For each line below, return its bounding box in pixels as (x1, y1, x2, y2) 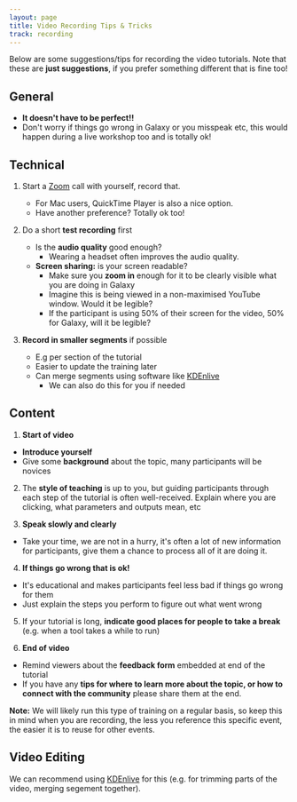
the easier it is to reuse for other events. (9, 724, 155, 735)
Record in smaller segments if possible (21, 335, 168, 345)
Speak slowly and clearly (21, 519, 117, 529)
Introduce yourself (21, 446, 93, 457)
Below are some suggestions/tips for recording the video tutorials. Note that (9, 54, 286, 65)
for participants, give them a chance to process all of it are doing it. (21, 545, 268, 556)
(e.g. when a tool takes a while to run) (21, 625, 160, 636)
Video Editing (9, 750, 86, 765)
